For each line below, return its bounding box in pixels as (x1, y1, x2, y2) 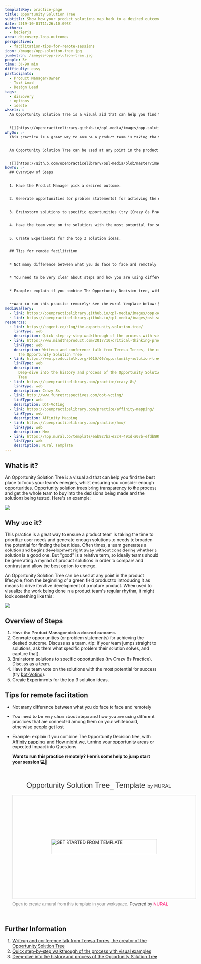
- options (9, 99, 29, 104)
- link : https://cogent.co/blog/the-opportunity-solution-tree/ (9, 325, 143, 330)
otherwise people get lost (12, 724, 64, 730)
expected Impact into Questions (12, 744, 77, 749)
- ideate (9, 103, 27, 108)
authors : (5, 26, 23, 30)
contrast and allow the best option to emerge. (5, 563, 97, 569)
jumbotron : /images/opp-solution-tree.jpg (5, 53, 93, 58)
